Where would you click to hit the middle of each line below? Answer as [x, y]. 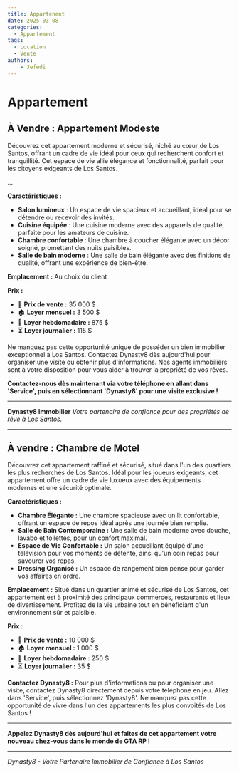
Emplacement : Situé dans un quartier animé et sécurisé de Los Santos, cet [118, 590]
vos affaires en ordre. [49, 576]
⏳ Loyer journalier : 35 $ [54, 666]
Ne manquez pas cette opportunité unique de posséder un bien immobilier [116, 347]
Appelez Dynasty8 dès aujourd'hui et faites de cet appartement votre [112, 734]
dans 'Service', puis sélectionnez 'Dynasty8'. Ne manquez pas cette [107, 698]
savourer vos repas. [47, 561]
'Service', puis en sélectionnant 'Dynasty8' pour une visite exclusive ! [113, 391]
